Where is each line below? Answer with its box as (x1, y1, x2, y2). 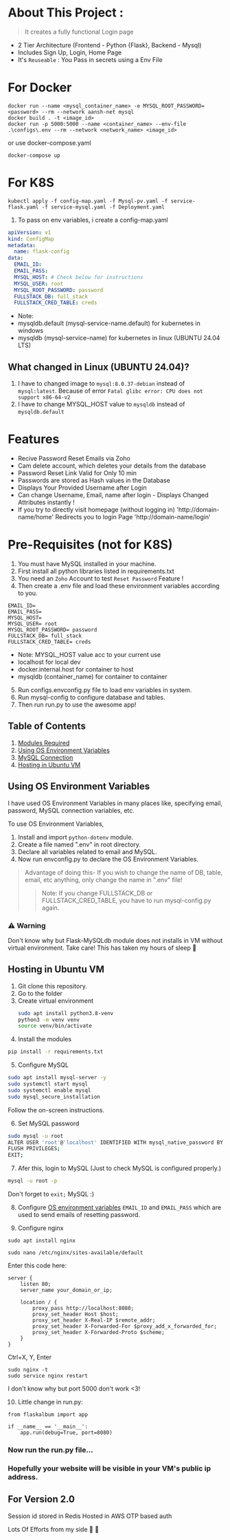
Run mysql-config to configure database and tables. (17, 694, 165, 701)
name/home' (17, 513, 54, 521)
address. (8, 1472, 38, 1481)
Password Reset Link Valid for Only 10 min (17, 469, 137, 477)
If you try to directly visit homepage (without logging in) (17, 506, 176, 514)
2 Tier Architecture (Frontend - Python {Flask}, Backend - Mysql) (17, 41, 202, 49)
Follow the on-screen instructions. (8, 1105, 105, 1114)
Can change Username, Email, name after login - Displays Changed (17, 491, 209, 499)
